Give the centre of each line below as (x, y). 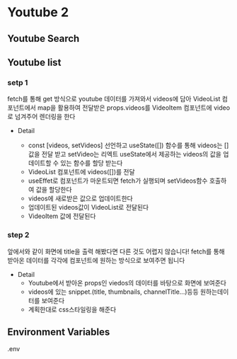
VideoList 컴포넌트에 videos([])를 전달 (82, 172)
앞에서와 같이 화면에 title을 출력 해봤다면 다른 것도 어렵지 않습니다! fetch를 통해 (116, 251)
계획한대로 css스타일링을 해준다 (72, 309)
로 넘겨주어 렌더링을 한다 (41, 117)
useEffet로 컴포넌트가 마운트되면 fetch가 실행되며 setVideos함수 (118, 181)
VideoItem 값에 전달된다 (62, 216)
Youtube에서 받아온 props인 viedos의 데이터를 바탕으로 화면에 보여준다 (127, 283)
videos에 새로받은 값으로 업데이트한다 (80, 198)
